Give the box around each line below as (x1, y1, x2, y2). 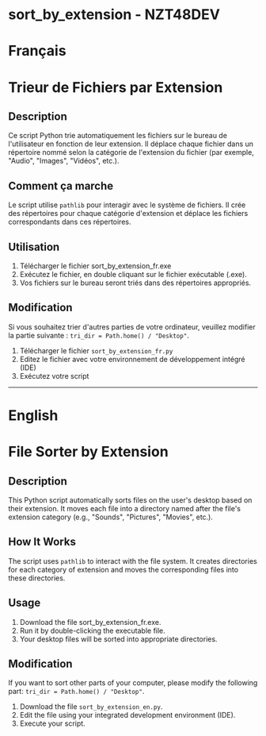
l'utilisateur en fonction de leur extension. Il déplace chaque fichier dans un (8, 139, 254, 148)
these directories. (8, 573, 66, 583)
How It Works (8, 535, 77, 549)
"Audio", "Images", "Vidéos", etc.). (8, 156, 120, 166)
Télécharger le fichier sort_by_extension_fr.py (19, 345, 173, 355)
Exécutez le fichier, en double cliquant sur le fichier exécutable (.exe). (19, 270, 247, 279)
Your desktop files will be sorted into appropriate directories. (19, 634, 218, 644)
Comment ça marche (8, 179, 114, 192)
